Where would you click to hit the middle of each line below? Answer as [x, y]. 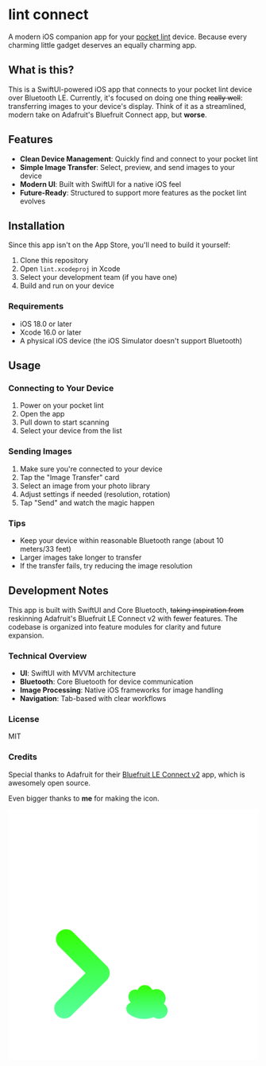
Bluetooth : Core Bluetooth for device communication [106, 682]
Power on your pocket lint [62, 405]
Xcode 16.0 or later [50, 332]
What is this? [41, 70]
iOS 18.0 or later [46, 324]
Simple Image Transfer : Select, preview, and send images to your [127, 167]
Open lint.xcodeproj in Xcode [70, 269]
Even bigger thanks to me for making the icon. [84, 798]
